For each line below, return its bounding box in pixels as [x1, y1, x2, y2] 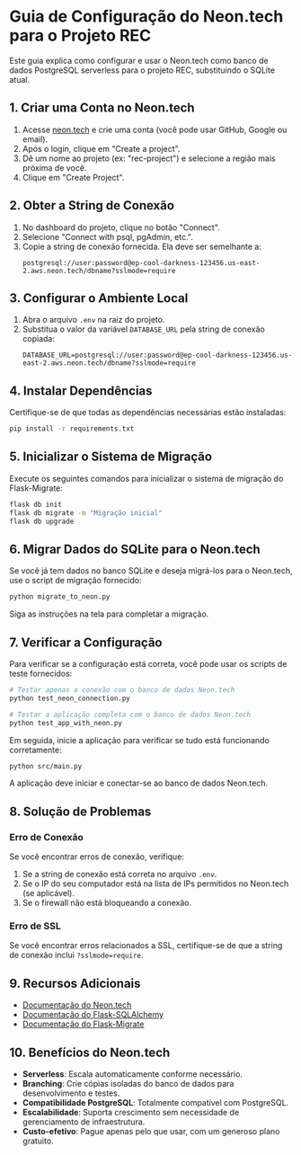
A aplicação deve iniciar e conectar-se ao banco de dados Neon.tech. [9, 777, 268, 788]
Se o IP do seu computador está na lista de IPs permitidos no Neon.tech [22, 878, 289, 889]
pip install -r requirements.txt [9, 424, 135, 433]
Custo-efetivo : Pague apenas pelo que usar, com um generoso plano [22, 1125, 280, 1136]
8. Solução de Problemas [9, 804, 152, 819]
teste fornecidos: [9, 668, 73, 679]
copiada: [22, 333, 56, 344]
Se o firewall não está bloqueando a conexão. [22, 897, 192, 909]
